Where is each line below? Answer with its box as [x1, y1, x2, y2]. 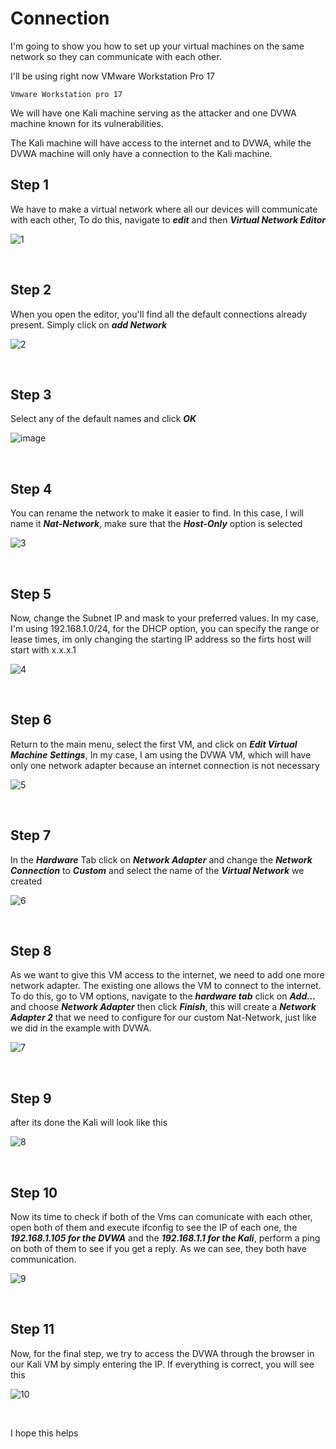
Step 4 [10, 480, 53, 497]
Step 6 [10, 712, 52, 729]
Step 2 [10, 282, 52, 299]
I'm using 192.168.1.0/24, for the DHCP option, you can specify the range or [10, 623, 320, 634]
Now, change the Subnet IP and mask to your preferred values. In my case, [10, 612, 319, 624]
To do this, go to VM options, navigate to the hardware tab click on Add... [10, 990, 317, 1002]
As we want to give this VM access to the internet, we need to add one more [10, 969, 325, 981]
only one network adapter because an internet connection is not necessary [10, 759, 320, 771]
